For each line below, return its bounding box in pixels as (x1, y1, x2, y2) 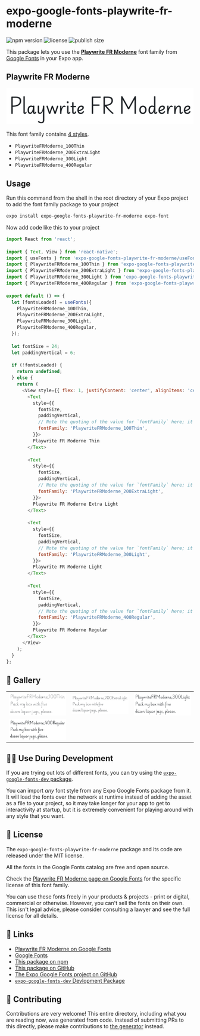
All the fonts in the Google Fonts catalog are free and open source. (6, 863, 170, 870)
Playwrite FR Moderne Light (32, 564, 102, 570)
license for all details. (6, 912, 58, 919)
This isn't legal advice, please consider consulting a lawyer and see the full (6, 906, 190, 913)
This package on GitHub (14, 964, 74, 971)
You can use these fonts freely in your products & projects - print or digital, (6, 893, 190, 900)
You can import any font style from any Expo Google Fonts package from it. (6, 787, 192, 794)
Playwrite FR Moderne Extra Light (32, 501, 118, 507)
